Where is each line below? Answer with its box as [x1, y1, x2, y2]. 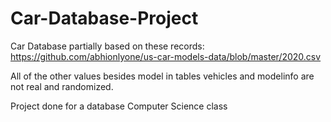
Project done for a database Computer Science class [10, 100, 228, 112]
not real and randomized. [10, 80, 114, 92]
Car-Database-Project [10, 7, 199, 30]
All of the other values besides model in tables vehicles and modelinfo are [10, 70, 315, 82]
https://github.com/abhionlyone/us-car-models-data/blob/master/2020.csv [10, 50, 322, 62]
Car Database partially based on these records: [10, 40, 205, 52]
